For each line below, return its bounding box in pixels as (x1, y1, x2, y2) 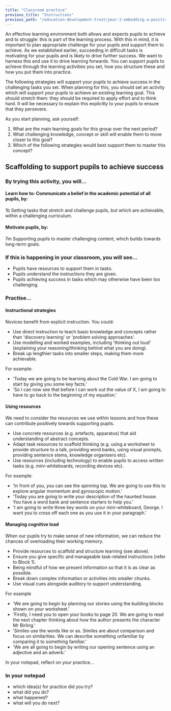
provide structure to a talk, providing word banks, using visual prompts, (12, 446, 162, 452)
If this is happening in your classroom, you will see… (5, 254, 138, 261)
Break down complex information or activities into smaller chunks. (12, 575, 151, 581)
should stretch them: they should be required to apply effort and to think (5, 95, 157, 101)
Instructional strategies (5, 307, 56, 313)
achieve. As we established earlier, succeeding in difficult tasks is (5, 47, 143, 54)
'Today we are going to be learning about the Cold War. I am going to (12, 375, 157, 381)
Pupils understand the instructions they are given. (12, 271, 117, 277)
